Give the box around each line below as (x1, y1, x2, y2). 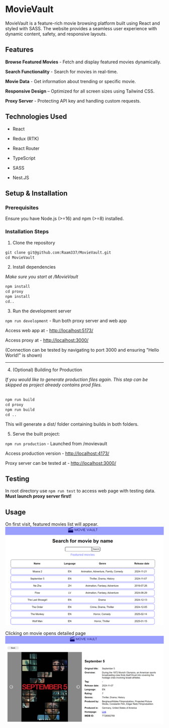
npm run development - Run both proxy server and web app (5, 317, 127, 323)
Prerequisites (5, 204, 39, 211)
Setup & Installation (5, 189, 68, 197)
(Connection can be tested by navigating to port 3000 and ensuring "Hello (5, 347, 159, 353)
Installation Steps (5, 228, 49, 235)
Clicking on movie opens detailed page (5, 630, 86, 636)
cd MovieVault (5, 255, 35, 260)
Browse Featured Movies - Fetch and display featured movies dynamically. (5, 59, 161, 65)
